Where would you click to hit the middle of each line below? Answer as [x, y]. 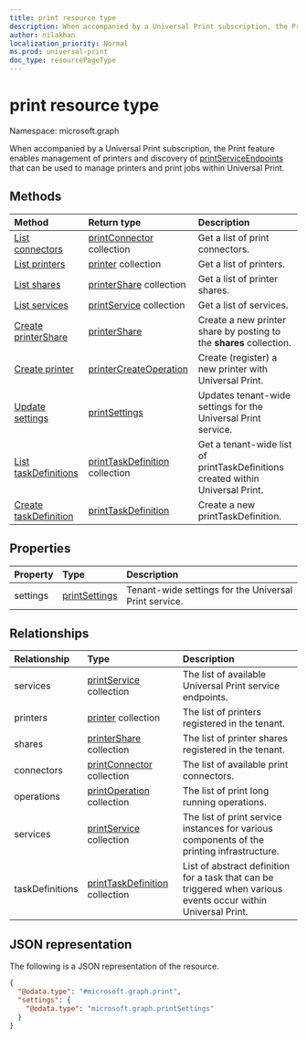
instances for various [228, 829]
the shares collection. [244, 342]
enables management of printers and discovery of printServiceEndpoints [147, 158]
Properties [40, 549]
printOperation [119, 791]
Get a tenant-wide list [245, 444]
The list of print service [232, 817]
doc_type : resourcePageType [63, 60]
